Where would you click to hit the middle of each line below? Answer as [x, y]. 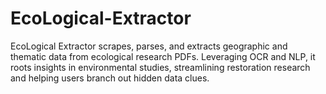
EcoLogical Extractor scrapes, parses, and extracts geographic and [149, 46]
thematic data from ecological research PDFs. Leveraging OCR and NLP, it [163, 56]
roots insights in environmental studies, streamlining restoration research [160, 67]
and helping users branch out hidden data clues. [110, 78]
